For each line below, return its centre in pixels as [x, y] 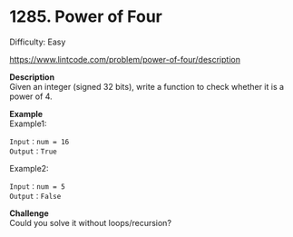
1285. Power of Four [86, 17]
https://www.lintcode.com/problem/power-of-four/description [125, 59]
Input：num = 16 [39, 142]
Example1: [28, 123]
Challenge [29, 213]
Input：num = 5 [37, 187]
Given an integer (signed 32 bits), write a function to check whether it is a [146, 86]
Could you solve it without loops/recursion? [91, 222]
